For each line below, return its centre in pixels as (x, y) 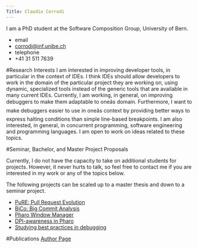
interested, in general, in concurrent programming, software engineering (94, 125)
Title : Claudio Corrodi (35, 11)
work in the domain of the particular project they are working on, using (92, 82)
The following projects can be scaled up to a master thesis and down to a (95, 184)
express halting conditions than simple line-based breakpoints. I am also (94, 119)
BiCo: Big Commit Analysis (47, 208)
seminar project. (26, 191)
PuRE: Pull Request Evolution (50, 202)
